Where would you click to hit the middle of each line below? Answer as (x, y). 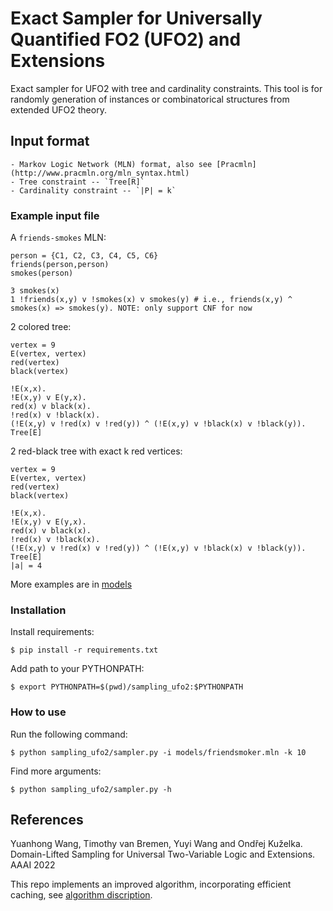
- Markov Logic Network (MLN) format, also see (111, 164)
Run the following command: (69, 734)
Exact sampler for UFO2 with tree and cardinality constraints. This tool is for (166, 88)
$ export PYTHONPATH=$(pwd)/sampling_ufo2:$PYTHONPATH (127, 687)
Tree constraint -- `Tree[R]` (82, 182)
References (47, 820)
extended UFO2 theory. (58, 109)
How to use (38, 712)
